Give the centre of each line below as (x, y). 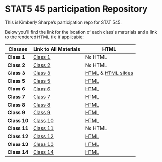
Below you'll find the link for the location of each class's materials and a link (81, 32)
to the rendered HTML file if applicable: (45, 37)
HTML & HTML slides (109, 73)
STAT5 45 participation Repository (76, 9)
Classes (18, 49)
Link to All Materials (57, 49)
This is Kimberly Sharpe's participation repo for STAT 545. (63, 22)
